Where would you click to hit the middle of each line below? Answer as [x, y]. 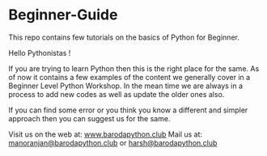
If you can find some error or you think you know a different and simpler [128, 110]
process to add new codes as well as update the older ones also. [117, 94]
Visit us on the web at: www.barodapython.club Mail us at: [106, 134]
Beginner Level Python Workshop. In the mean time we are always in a [126, 86]
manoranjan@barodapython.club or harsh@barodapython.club [113, 142]
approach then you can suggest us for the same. [89, 118]
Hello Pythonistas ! [40, 53]
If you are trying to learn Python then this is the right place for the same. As [134, 68]
